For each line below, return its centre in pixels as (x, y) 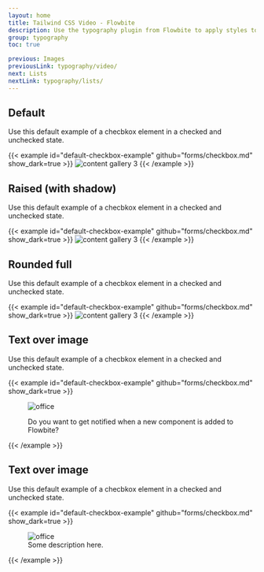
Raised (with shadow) (62, 189)
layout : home (29, 15)
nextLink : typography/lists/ (56, 81)
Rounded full (40, 264)
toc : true (24, 45)
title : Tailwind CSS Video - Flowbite (71, 23)
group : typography (38, 37)
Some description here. (66, 544)
